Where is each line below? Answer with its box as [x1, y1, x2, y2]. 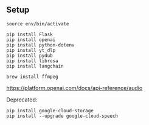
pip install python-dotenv [6, 42, 75, 48]
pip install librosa [6, 57, 59, 64]
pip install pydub [6, 53, 53, 59]
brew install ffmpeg [6, 74, 59, 80]
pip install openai [6, 36, 56, 43]
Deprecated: [6, 96, 38, 103]
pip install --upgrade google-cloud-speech [6, 113, 119, 119]
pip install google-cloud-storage [6, 107, 94, 114]
